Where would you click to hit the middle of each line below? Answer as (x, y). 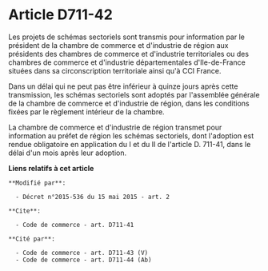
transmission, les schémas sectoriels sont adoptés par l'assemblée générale (134, 94)
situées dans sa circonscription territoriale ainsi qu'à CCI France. (115, 70)
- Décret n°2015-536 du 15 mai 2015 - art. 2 (93, 197)
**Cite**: (25, 211)
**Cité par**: (32, 239)
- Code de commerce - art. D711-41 (75, 225)
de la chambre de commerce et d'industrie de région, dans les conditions (129, 103)
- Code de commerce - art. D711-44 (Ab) (84, 260)
